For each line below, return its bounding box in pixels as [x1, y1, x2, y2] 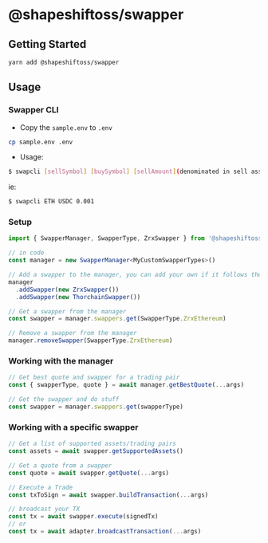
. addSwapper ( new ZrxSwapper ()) [15, 285, 120, 293]
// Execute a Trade [8, 483, 73, 491]
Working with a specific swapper [8, 421, 139, 432]
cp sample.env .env [8, 138, 73, 146]
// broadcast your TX [8, 505, 81, 513]
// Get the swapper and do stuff [8, 395, 120, 403]
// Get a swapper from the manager [8, 307, 127, 316]
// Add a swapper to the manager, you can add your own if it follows [8, 271, 248, 279]
